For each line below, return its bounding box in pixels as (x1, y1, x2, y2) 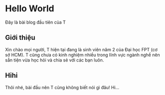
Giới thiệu (5, 33, 36, 42)
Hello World (5, 3, 54, 14)
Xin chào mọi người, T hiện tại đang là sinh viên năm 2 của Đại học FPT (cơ (5, 46, 158, 52)
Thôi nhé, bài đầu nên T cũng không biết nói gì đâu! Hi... (5, 84, 120, 90)
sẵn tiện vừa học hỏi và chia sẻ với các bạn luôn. (5, 57, 104, 63)
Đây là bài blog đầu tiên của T (5, 19, 66, 25)
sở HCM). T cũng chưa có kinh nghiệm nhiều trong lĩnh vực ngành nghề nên (5, 52, 160, 58)
